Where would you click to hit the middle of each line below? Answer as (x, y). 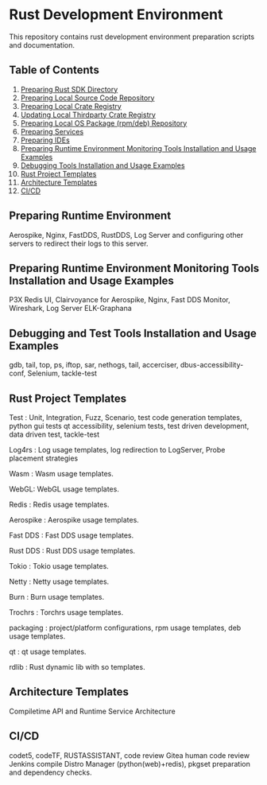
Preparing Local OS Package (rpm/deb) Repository (104, 123)
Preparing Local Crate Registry (71, 106)
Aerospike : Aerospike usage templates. (74, 520)
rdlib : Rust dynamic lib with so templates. (77, 667)
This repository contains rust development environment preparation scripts (132, 37)
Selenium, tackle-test (62, 373)
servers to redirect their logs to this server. (79, 243)
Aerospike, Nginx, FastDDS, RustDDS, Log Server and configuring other (126, 235)
